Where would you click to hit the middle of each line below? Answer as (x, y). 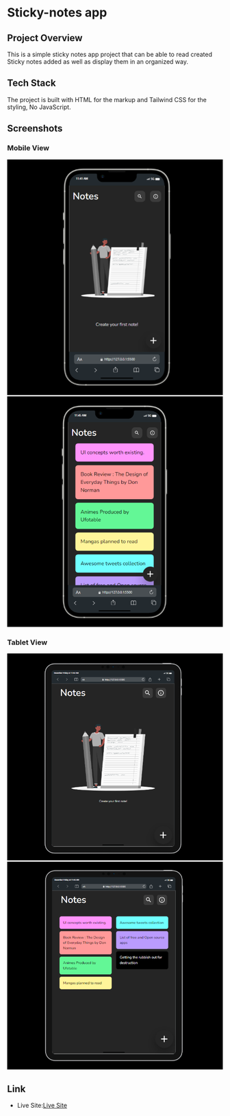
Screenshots (35, 129)
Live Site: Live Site (42, 1106)
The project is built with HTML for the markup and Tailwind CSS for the (107, 99)
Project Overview (45, 38)
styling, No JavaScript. (39, 107)
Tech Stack (31, 83)
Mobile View (28, 148)
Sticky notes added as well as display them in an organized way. (98, 62)
